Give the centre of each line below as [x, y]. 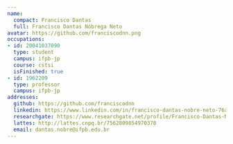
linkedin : [27, 110]
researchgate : [34, 116]
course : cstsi [34, 65]
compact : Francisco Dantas [52, 20]
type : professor [37, 84]
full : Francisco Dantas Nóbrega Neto [68, 26]
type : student [34, 53]
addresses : [23, 98]
